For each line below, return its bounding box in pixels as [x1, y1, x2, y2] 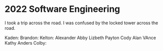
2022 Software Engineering [4, 3, 121, 15]
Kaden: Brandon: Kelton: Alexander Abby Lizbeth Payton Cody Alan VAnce [4, 35, 156, 41]
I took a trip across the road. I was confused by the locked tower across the [4, 20, 159, 26]
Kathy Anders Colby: [4, 40, 47, 46]
